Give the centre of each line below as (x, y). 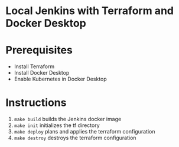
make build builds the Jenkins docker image (68, 119)
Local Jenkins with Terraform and (89, 11)
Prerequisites (39, 50)
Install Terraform (34, 66)
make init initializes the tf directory (57, 125)
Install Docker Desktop (42, 73)
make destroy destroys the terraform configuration (75, 138)
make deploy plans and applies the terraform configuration (84, 132)
